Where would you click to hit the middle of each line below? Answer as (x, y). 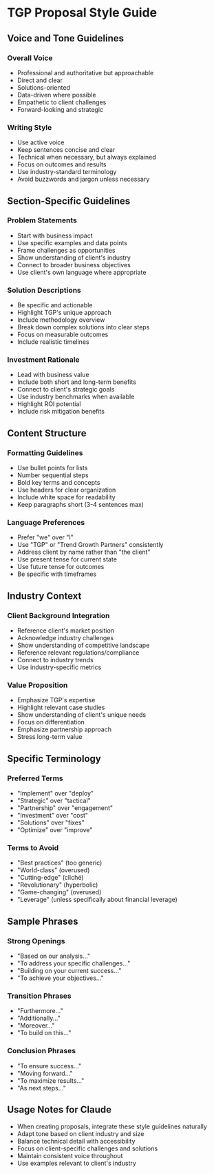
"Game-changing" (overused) (59, 892)
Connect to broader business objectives (74, 264)
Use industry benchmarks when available (76, 397)
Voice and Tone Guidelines (66, 38)
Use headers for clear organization (66, 490)
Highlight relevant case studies (61, 708)
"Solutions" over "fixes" (51, 822)
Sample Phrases (43, 921)
